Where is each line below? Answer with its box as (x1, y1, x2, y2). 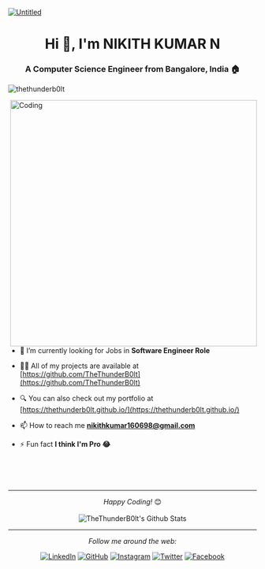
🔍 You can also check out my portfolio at (19, 394, 154, 404)
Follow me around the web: (88, 537, 177, 546)
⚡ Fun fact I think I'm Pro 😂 (19, 440, 110, 449)
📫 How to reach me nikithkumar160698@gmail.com (19, 421, 196, 430)
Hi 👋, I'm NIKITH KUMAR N (44, 35, 221, 53)
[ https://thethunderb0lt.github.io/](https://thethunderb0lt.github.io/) (19, 405, 240, 415)
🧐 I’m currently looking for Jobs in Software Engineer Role (19, 346, 211, 355)
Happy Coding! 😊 (103, 497, 162, 507)
